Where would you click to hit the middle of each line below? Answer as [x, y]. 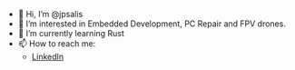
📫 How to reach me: [57, 44]
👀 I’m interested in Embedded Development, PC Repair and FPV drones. [152, 24]
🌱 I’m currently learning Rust [71, 33]
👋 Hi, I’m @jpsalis [50, 14]
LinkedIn [48, 56]
